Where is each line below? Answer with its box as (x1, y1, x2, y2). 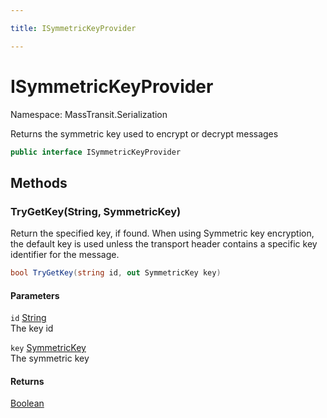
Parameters (10, 289, 60, 301)
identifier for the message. (10, 249, 120, 261)
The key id (10, 322, 54, 335)
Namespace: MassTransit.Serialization (10, 108, 168, 120)
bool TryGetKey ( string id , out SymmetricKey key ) (10, 268, 222, 278)
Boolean (10, 397, 45, 410)
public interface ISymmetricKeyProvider (10, 147, 182, 157)
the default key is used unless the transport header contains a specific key (10, 238, 318, 250)
